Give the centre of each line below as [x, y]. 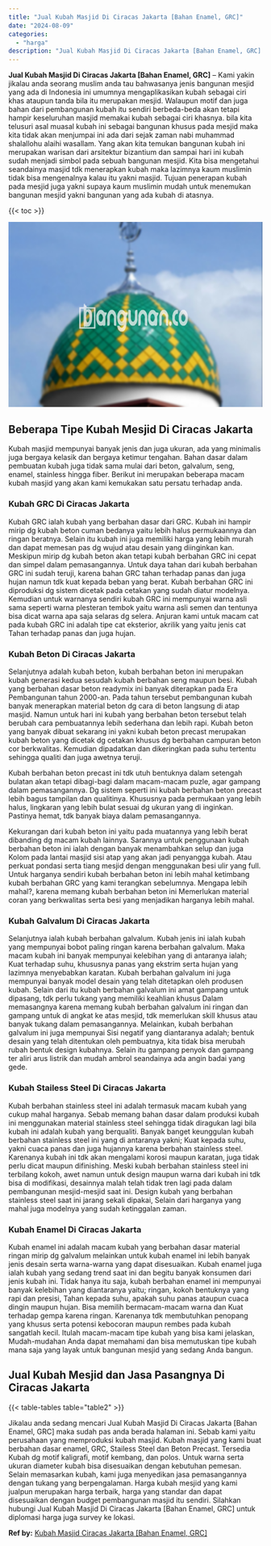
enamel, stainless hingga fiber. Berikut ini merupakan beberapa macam [126, 474]
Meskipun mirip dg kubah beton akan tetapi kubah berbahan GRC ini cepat [132, 556]
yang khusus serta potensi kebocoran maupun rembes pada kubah [120, 1324]
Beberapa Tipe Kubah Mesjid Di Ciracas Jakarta [131, 430]
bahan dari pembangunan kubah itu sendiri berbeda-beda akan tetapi [124, 110]
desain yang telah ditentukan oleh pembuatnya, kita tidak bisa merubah [127, 1042]
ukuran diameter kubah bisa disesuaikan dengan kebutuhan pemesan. [125, 1465]
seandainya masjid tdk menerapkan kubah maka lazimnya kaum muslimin [130, 169]
